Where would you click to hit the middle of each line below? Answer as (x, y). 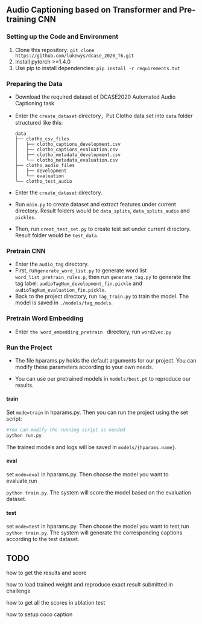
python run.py (24, 435)
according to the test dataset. (43, 539)
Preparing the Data (34, 84)
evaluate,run (22, 481)
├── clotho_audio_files (45, 165)
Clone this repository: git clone (55, 50)
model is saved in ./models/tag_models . (64, 303)
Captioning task (34, 103)
